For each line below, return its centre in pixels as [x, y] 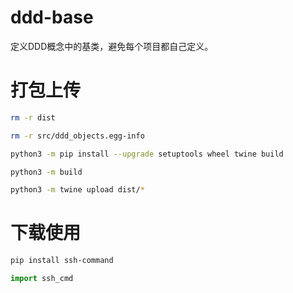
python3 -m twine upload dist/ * [77, 190]
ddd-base [52, 17]
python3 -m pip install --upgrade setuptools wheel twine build [147, 154]
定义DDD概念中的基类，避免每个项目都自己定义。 [112, 46]
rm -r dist [33, 117]
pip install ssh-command [62, 261]
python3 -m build [46, 172]
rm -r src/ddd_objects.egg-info [77, 136]
